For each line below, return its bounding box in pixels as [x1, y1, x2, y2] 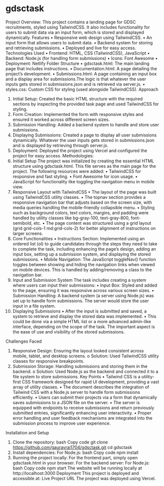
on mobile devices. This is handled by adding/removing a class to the [12, 267, 152, 272]
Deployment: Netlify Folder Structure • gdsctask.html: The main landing [5, 60, 150, 66]
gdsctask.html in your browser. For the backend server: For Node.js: [12, 460, 150, 466]
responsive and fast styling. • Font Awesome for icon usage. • [12, 174, 138, 179]
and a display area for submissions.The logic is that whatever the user [5, 76, 146, 82]
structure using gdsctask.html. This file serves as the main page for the [12, 163, 156, 169]
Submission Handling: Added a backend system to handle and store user [12, 121, 159, 127]
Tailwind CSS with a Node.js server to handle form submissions [12, 389, 141, 395]
